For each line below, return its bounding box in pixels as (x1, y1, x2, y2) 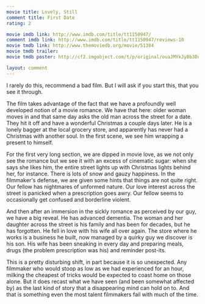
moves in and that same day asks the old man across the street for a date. (6, 113, 192, 120)
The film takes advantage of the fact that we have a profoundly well (6, 100, 176, 107)
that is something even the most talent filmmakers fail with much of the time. (6, 291, 198, 298)
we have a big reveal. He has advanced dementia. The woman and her (6, 214, 184, 221)
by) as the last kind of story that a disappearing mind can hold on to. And (6, 284, 190, 291)
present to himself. (6, 138, 54, 146)
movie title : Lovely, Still (6, 9, 78, 15)
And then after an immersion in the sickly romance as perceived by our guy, (6, 208, 196, 215)
